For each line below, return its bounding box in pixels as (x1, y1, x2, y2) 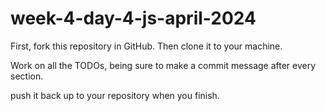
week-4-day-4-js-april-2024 (10, 7, 257, 30)
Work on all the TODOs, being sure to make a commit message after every (10, 59, 317, 71)
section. (10, 70, 44, 82)
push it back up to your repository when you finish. (10, 89, 220, 101)
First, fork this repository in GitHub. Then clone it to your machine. (10, 40, 283, 52)
